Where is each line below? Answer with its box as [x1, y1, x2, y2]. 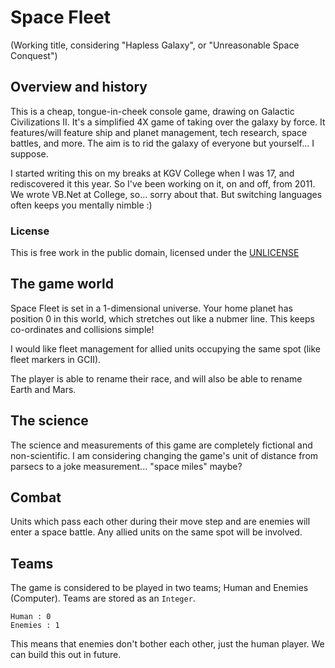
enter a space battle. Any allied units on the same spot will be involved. [10, 526, 303, 538]
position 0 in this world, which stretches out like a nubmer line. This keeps [10, 312, 315, 325]
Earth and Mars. [10, 383, 77, 395]
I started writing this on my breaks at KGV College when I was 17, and [10, 167, 295, 179]
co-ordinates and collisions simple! [10, 323, 155, 335]
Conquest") [10, 49, 58, 61]
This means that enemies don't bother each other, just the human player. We [10, 638, 325, 650]
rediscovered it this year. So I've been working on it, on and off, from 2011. [10, 177, 316, 190]
